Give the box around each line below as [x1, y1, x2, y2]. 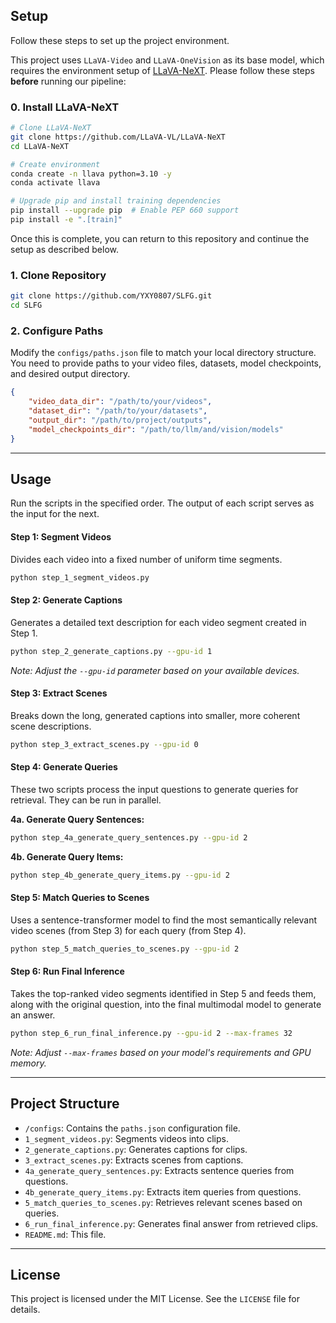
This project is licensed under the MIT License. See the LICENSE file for [10, 1293, 300, 1305]
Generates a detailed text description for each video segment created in [10, 616, 307, 628]
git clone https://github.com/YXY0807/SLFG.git [10, 291, 213, 301]
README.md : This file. [24, 1228, 107, 1240]
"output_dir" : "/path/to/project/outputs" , [28, 415, 213, 425]
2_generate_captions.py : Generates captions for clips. [24, 1143, 248, 1155]
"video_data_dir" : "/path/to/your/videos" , [28, 397, 213, 407]
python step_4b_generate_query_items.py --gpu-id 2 [10, 870, 230, 880]
